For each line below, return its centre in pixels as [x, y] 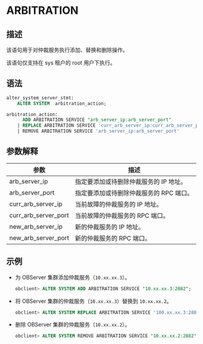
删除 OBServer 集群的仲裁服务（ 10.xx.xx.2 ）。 [72, 325]
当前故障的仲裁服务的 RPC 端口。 [122, 215]
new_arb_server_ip [36, 226]
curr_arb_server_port [39, 215]
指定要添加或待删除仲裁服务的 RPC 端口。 [134, 193]
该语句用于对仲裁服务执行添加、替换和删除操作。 [67, 50]
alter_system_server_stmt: [40, 98]
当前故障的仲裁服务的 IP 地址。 [119, 204]
